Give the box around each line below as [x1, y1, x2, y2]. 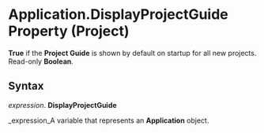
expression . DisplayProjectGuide [8, 100, 117, 109]
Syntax [8, 79, 44, 93]
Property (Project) [8, 22, 130, 40]
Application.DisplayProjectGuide [8, 6, 229, 24]
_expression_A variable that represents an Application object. [8, 116, 209, 125]
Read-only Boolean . [8, 57, 74, 66]
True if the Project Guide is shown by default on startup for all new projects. [8, 48, 257, 57]
